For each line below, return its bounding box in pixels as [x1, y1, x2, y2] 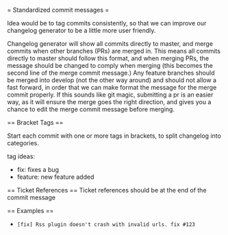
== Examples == [7, 207, 54, 214]
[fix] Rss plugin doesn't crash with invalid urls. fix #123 [16, 221, 196, 228]
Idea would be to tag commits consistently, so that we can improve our [7, 19, 207, 27]
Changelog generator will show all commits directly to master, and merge [7, 40, 214, 47]
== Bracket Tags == [7, 119, 64, 126]
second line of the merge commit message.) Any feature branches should [7, 69, 215, 77]
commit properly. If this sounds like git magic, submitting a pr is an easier [7, 90, 214, 99]
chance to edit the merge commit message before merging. [7, 106, 175, 113]
